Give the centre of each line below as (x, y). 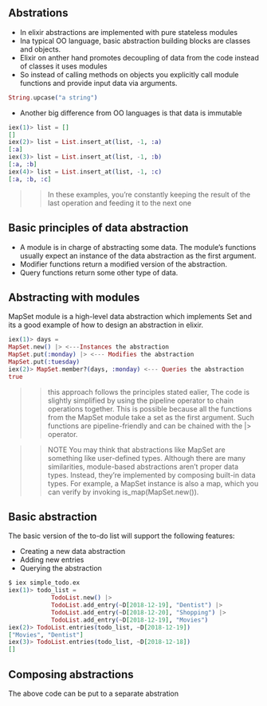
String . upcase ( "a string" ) (53, 98)
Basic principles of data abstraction (98, 228)
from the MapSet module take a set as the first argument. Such (151, 417)
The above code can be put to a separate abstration (94, 693)
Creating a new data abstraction (73, 552)
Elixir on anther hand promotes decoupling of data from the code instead (139, 57)
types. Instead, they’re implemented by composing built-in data (152, 475)
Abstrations (38, 13)
